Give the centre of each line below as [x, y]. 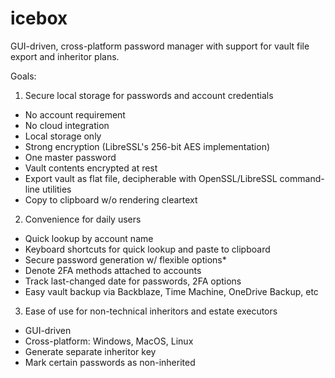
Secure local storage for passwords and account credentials [149, 95]
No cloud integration [67, 125]
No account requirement [75, 114]
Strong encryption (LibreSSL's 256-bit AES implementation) [147, 146]
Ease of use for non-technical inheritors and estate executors [151, 311]
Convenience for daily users [83, 219]
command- [302, 178]
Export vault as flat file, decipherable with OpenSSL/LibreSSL [151, 178]
